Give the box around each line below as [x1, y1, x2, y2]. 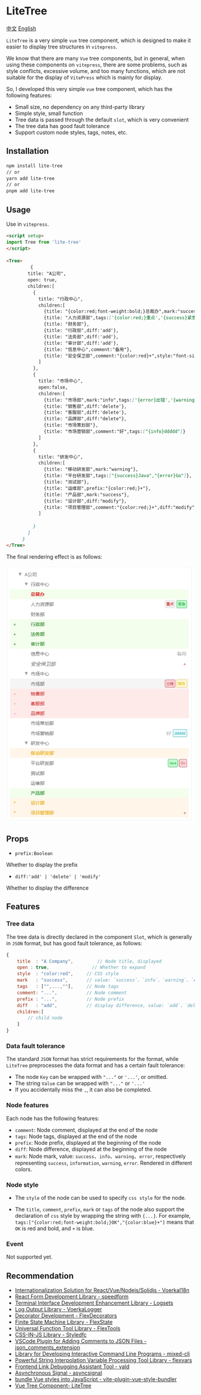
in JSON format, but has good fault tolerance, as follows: [6, 939, 142, 947]
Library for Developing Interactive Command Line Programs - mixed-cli [14, 1350, 190, 1357]
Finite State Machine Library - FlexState [14, 1318, 113, 1326]
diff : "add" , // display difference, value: [17, 1002, 165, 1008]
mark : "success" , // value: [17, 977, 111, 983]
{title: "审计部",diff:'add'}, [44, 340, 119, 346]
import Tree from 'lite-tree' [6, 239, 82, 245]
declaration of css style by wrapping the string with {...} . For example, [14, 1212, 191, 1219]
